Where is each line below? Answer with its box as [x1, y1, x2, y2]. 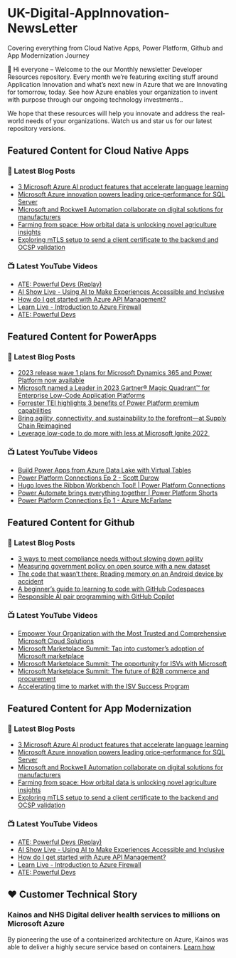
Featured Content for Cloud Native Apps [7, 144, 190, 157]
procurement [17, 674, 56, 683]
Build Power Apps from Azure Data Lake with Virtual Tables [17, 465, 192, 474]
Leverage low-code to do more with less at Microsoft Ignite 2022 [17, 428, 208, 437]
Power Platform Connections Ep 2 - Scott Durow [17, 473, 160, 482]
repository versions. [7, 124, 66, 132]
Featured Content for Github [7, 517, 135, 529]
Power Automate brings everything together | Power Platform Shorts [17, 488, 218, 497]
